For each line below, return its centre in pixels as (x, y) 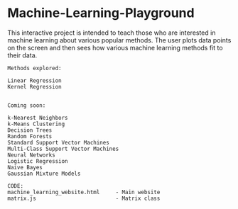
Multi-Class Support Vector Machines (63, 149)
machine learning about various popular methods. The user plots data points (119, 40)
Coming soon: (27, 105)
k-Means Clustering (36, 124)
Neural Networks (31, 155)
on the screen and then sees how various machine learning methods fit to (115, 47)
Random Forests (30, 136)
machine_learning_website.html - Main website (84, 192)
